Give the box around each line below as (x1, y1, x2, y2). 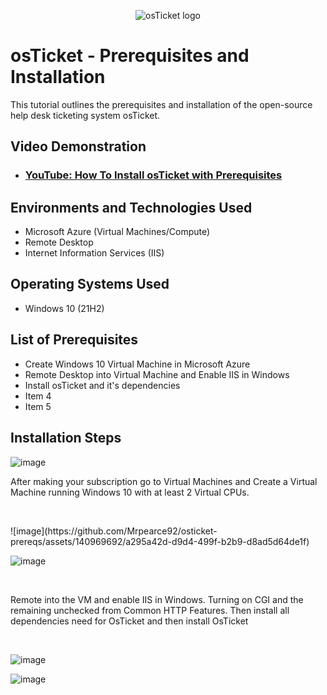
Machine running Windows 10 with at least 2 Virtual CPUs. (10, 486, 250, 498)
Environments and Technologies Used (10, 199, 253, 216)
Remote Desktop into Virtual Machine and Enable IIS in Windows (24, 368, 290, 380)
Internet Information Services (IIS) (24, 247, 165, 259)
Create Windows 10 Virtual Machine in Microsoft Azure (24, 358, 251, 370)
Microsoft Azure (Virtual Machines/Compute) (24, 226, 211, 238)
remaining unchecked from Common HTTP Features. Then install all (10, 604, 290, 616)
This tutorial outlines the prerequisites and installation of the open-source (10, 98, 313, 110)
